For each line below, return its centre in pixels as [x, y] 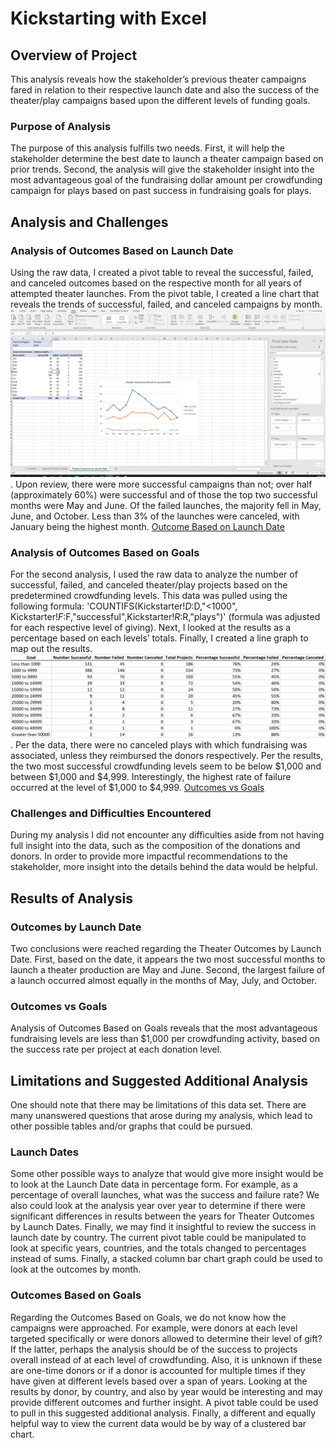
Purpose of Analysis [61, 126]
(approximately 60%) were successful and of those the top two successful [164, 494]
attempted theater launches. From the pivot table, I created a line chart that [165, 293]
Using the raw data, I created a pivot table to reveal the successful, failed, [162, 272]
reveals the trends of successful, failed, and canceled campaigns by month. [166, 304]
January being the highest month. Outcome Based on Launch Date [147, 526]
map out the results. [51, 649]
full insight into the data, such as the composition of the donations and [155, 846]
